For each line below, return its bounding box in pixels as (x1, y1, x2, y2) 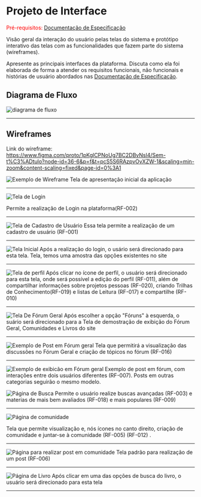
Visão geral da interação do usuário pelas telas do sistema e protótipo (6, 35, 178, 43)
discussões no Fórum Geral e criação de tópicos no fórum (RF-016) (6, 348, 172, 355)
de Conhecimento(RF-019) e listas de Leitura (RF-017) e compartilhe (6, 288, 175, 295)
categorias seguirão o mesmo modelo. (6, 378, 101, 385)
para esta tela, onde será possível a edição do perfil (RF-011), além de (6, 275, 178, 282)
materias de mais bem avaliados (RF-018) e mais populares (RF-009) (6, 396, 176, 403)
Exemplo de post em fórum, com (104, 365, 185, 372)
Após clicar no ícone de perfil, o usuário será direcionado (45, 269, 187, 276)
